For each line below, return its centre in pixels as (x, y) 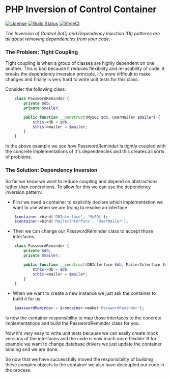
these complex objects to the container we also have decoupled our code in (85, 365)
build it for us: (27, 299)
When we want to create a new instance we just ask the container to (84, 293)
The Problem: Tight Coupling (42, 52)
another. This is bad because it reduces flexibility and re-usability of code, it (85, 69)
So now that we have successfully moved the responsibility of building (79, 359)
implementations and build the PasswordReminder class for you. (73, 323)
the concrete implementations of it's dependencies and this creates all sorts (85, 152)
